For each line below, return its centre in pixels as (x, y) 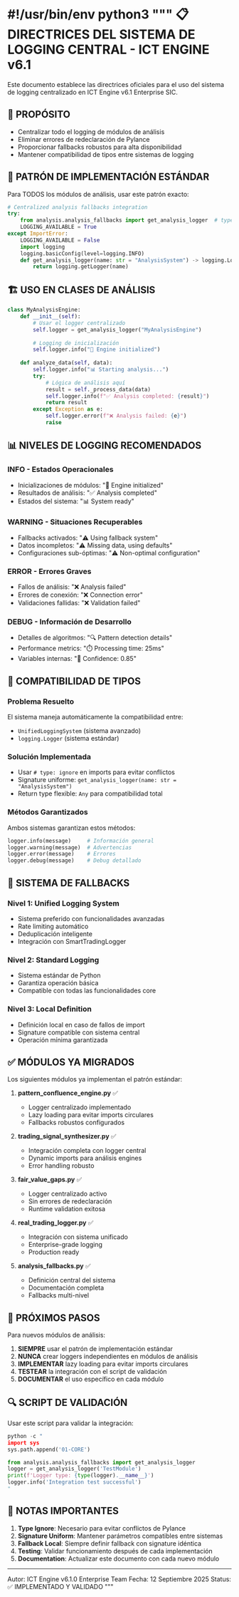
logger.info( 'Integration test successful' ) (74, 1482)
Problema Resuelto (41, 702)
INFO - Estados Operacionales (60, 470)
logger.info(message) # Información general (81, 841)
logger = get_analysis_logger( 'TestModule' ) (74, 1469)
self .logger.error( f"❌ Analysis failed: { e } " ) (116, 416)
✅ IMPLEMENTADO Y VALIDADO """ (60, 1586)
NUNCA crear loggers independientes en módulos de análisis (108, 1357)
